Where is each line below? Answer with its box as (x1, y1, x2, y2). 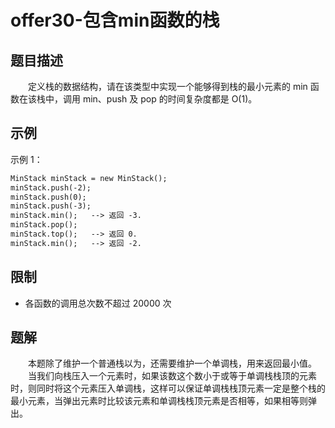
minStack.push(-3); (10, 201, 92, 211)
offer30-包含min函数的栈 (10, 9, 220, 32)
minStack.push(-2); (10, 182, 92, 193)
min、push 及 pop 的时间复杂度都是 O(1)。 (82, 93, 258, 105)
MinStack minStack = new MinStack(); (10, 173, 168, 183)
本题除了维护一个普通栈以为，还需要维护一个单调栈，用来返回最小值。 (27, 357, 317, 370)
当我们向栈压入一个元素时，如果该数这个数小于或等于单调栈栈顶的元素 (27, 370, 317, 382)
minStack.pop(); (10, 220, 78, 230)
